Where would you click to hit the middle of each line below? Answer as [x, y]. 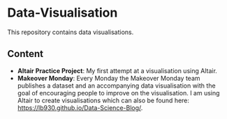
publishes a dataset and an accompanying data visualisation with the [116, 86]
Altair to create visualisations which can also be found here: [103, 100]
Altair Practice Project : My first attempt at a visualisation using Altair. [117, 70]
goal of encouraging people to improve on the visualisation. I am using [118, 93]
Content [25, 54]
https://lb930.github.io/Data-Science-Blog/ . [80, 108]
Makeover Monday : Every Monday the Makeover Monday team [109, 78]
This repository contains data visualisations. [71, 32]
